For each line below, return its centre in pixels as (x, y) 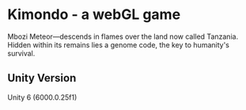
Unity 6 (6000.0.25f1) (42, 97)
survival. (21, 53)
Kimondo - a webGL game (94, 15)
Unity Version (42, 78)
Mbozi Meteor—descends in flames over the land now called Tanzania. (123, 36)
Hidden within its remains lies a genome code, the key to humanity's (119, 44)
